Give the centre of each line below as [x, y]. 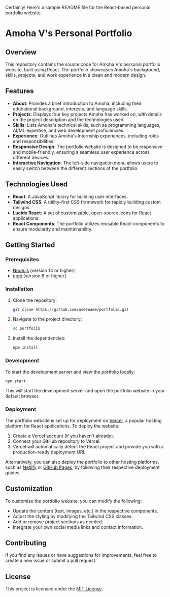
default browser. [22, 396]
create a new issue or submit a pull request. [51, 561]
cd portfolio [26, 329]
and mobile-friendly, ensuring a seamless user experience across [81, 152]
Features [20, 91]
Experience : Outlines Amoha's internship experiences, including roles [86, 136]
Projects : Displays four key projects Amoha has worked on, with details [87, 114]
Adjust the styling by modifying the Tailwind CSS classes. [73, 516]
